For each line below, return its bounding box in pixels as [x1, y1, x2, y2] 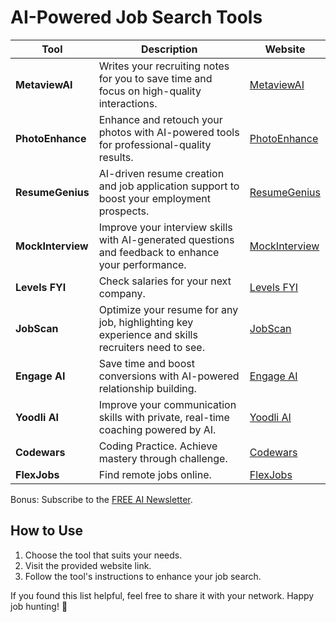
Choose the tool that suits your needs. [24, 549, 183, 561]
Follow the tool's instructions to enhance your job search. [24, 570, 262, 582]
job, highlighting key [98, 315, 194, 329]
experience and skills [98, 327, 198, 341]
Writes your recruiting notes [98, 59, 230, 73]
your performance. [98, 257, 187, 271]
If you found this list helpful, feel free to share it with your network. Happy [10, 589, 315, 601]
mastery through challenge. [98, 451, 228, 465]
